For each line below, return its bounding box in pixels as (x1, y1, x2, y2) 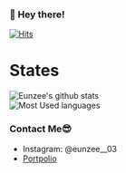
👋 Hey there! (9, 8, 65, 21)
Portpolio (22, 153, 57, 164)
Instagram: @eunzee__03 (22, 143, 118, 154)
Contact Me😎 (9, 122, 73, 135)
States (9, 61, 60, 81)
